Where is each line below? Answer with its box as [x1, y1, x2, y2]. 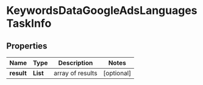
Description [58, 59, 93, 67]
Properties [6, 41, 48, 51]
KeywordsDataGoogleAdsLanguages [6, 4, 198, 18]
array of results [54, 69, 98, 77]
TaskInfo [6, 16, 52, 30]
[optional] [103, 69, 132, 77]
